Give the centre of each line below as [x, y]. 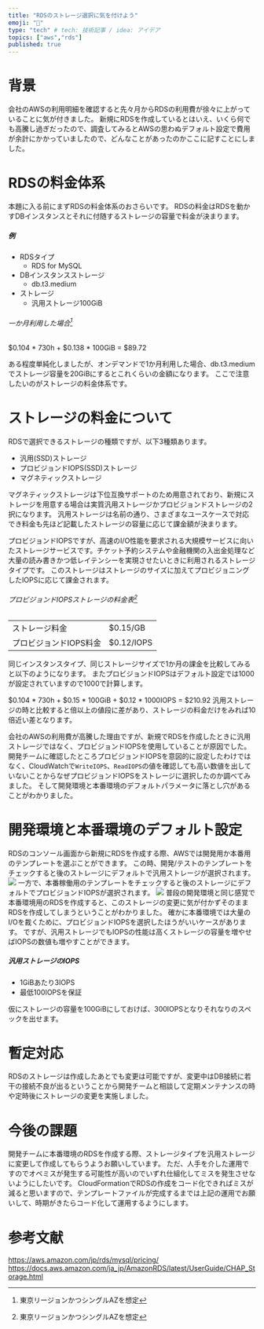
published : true [35, 45]
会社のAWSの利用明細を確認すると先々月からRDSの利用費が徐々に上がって [130, 109]
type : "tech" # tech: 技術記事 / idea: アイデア [84, 30]
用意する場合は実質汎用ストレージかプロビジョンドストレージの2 [147, 504]
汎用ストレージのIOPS [44, 961]
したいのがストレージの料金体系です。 [70, 383]
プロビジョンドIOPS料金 [57, 643]
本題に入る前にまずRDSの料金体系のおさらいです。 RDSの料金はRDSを [123, 206]
